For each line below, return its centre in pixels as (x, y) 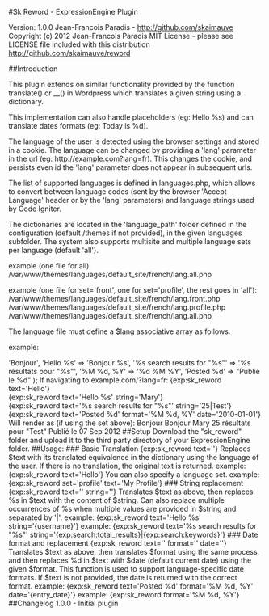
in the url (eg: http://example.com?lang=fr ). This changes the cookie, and (130, 158)
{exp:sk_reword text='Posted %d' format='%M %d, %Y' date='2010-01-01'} (134, 414)
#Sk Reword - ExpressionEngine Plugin (74, 12)
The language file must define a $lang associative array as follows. (120, 331)
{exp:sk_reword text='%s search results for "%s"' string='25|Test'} (120, 406)
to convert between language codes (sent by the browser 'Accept (118, 192)
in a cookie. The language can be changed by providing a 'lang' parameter (132, 150)
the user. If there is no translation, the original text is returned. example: (127, 466)
